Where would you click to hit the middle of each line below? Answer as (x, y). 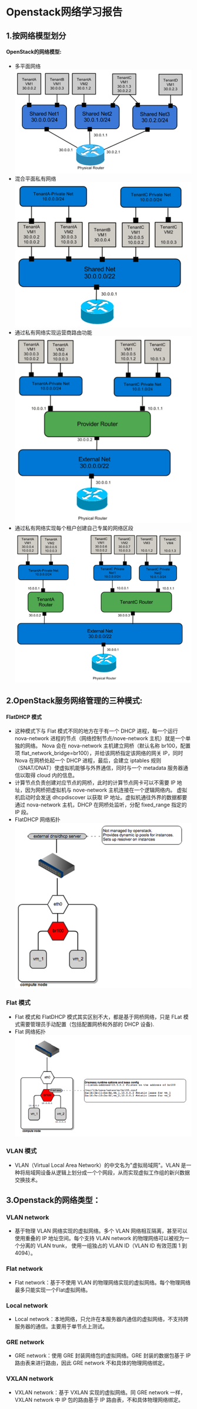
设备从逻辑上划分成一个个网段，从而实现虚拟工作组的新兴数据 (115, 1172)
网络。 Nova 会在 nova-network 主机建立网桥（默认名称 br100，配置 (108, 746)
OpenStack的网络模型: (34, 52)
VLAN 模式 (21, 1151)
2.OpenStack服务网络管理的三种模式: (74, 700)
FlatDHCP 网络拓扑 (37, 820)
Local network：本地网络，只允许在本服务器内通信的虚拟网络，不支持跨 (101, 1319)
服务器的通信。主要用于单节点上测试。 (61, 1326)
